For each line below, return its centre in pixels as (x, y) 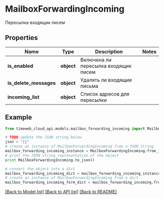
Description (109, 51)
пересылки (93, 100)
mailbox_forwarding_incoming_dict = (42, 173)
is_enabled (20, 66)
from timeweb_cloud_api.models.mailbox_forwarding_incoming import (75, 129)
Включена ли (96, 60)
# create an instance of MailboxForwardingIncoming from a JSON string (79, 147)
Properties (21, 38)
